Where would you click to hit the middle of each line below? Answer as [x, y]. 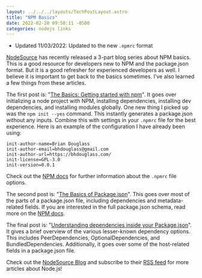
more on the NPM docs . [35, 214]
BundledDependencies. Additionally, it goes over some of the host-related [98, 244]
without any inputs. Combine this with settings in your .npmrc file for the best [101, 120]
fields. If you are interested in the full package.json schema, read [105, 207]
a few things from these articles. [46, 83]
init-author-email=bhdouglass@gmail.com [58, 149]
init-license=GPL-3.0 [33, 160]
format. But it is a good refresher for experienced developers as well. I [93, 70]
